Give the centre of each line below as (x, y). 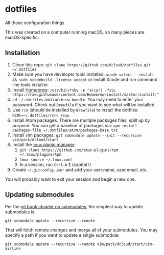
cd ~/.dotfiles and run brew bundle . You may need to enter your (78, 99)
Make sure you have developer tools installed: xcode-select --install (83, 74)
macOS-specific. (22, 37)
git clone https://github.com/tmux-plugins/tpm (69, 150)
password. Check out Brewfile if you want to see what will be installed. (84, 105)
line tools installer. (30, 85)
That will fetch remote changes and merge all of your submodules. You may (81, 230)
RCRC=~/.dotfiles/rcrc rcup (41, 115)
